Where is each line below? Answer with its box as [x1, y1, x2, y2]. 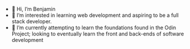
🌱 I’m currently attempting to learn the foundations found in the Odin [11, 24, 177, 31]
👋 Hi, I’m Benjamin [11, 6, 56, 12]
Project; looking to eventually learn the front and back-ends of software [11, 30, 184, 37]
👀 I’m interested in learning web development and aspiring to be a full [11, 12, 179, 19]
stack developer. [11, 18, 52, 24]
